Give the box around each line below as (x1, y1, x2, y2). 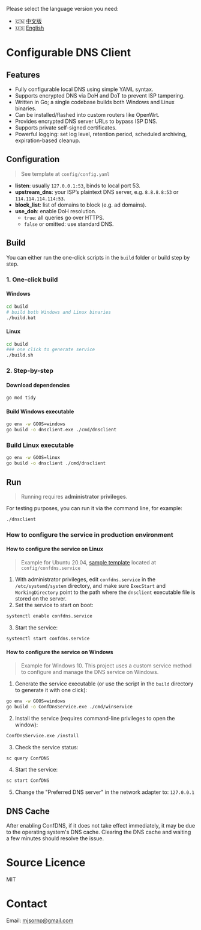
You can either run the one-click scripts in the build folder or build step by (6, 254, 190, 261)
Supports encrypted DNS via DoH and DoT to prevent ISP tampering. (14, 92, 185, 99)
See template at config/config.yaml (20, 170, 110, 177)
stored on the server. (14, 595, 67, 602)
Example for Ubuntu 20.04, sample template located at (20, 559, 156, 566)
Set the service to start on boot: (14, 602, 94, 609)
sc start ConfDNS (6, 778, 50, 784)
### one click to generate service (6, 346, 95, 353)
